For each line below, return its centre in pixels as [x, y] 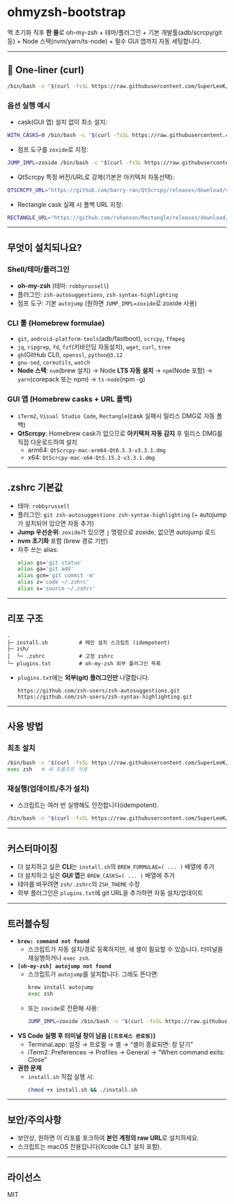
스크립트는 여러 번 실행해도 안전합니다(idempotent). [88, 805]
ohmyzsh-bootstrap [67, 12]
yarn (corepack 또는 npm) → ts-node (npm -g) [81, 379]
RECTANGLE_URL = [29, 217]
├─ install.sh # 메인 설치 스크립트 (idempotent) [89, 643]
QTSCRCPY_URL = [28, 190]
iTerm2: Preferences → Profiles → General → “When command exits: [126, 1052]
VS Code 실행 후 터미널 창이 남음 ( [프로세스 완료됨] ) [86, 1036]
